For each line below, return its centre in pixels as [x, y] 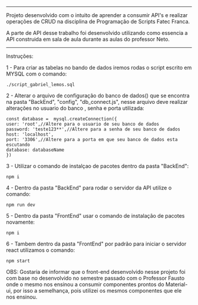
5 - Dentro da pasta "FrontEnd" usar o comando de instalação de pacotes [95, 216]
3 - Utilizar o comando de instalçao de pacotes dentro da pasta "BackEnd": [98, 166]
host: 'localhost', [30, 135]
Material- [176, 284]
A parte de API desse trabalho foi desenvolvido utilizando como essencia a [97, 33]
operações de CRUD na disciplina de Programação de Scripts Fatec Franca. [98, 22]
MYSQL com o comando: [37, 74]
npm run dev [21, 205]
